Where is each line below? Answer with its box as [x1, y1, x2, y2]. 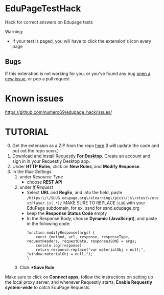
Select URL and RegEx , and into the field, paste [26, 189, 122, 195]
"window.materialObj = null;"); [26, 251, 93, 256]
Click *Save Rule [19, 264, 55, 270]
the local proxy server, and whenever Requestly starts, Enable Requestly [5, 279, 153, 285]
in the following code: [26, 221, 70, 226]
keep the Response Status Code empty [26, 210, 107, 216]
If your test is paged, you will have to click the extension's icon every [12, 38, 152, 44]
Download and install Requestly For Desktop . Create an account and [12, 153, 151, 159]
